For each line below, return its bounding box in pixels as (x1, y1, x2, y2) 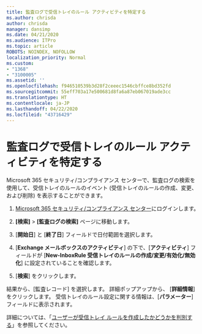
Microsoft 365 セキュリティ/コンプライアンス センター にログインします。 (15, 205, 200, 212)
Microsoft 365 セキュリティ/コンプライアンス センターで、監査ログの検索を (6, 176, 196, 184)
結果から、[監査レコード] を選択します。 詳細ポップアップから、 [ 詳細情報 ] (6, 286, 195, 293)
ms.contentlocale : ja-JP (6, 100, 70, 106)
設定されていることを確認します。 (29, 259, 115, 267)
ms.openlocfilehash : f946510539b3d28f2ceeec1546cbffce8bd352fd (6, 83, 171, 89)
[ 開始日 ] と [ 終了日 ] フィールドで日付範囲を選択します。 (15, 231, 156, 238)
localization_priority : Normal (6, 55, 86, 61)
